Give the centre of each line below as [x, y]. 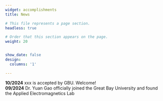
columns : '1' [23, 64]
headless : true [21, 28]
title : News [17, 14]
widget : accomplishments [31, 10]
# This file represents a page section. [48, 23]
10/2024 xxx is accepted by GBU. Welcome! [51, 83]
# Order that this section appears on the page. [57, 37]
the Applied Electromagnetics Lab [40, 93]
